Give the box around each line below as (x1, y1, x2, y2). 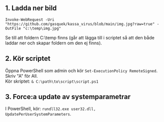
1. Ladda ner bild (5, 4, 57, 12)
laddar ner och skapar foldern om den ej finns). (5, 40, 102, 46)
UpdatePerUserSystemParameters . (5, 111, 71, 117)
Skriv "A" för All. (5, 73, 38, 79)
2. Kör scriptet (5, 54, 51, 63)
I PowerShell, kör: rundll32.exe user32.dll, (5, 106, 96, 112)
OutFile (5, 26, 21, 31)
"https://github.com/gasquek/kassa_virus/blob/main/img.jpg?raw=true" (5, 21, 155, 26)
